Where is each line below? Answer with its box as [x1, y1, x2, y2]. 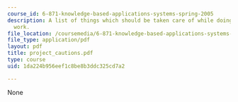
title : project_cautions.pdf [7, 50, 93, 57]
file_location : [7, 30, 52, 37]
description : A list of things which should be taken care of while [7, 17, 214, 24]
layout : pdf [7, 43, 42, 50]
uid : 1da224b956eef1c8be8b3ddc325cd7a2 [7, 63, 125, 70]
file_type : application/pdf [7, 37, 91, 44]
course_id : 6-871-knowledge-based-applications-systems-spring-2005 [7, 10, 214, 18]
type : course [7, 56, 46, 63]
